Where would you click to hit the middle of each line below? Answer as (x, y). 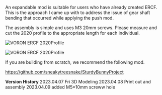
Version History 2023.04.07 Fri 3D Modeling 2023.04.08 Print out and (78, 82)
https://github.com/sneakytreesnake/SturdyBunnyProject (65, 72)
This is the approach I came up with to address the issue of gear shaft (78, 13)
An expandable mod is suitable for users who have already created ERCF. (81, 7)
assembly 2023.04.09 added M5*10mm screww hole (60, 87)
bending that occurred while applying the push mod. (60, 18)
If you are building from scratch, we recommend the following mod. (75, 62)
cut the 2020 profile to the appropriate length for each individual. (72, 33)
